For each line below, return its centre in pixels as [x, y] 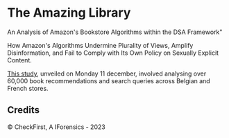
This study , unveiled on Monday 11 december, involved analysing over [107, 74]
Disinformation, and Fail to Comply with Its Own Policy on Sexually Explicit [113, 53]
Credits [24, 110]
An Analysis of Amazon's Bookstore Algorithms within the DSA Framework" [115, 32]
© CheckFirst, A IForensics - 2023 [56, 127]
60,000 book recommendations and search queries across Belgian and [109, 80]
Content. [20, 60]
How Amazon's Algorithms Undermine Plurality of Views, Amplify [100, 45]
